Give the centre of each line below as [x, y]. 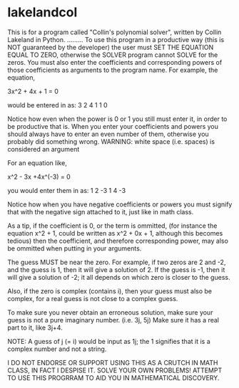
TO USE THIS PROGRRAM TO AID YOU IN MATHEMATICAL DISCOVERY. [113, 377]
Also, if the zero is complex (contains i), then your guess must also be [110, 291]
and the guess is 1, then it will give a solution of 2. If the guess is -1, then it [116, 269]
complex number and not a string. [57, 349]
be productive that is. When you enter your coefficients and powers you [113, 126]
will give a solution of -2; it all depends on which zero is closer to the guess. [119, 277]
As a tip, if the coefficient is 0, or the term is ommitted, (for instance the [112, 226]
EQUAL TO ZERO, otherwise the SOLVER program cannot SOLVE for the [113, 55]
